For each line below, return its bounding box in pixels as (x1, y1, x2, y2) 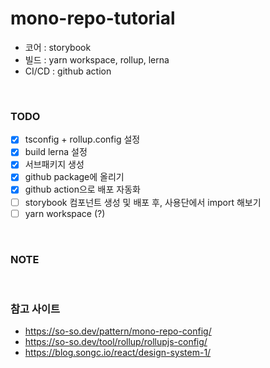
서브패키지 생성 (24, 158, 85, 171)
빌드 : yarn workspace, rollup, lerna (24, 53, 170, 66)
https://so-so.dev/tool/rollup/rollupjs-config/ (24, 336, 208, 348)
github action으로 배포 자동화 (24, 183, 141, 196)
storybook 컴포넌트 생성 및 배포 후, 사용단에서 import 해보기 (24, 196, 262, 208)
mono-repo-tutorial (10, 7, 176, 30)
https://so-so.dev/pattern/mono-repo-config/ (24, 325, 212, 337)
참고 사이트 (10, 302, 61, 316)
